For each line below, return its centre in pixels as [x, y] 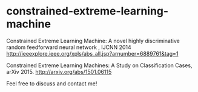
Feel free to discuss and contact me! [52, 84]
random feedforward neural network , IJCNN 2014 [69, 47]
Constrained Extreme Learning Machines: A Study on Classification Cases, [99, 65]
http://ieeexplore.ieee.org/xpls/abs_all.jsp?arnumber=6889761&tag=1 [92, 53]
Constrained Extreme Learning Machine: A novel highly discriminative [93, 41]
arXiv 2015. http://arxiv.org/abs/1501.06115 [59, 71]
